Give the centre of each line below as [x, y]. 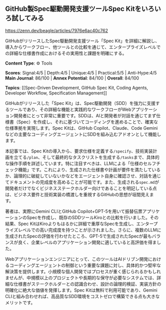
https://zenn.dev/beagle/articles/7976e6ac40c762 [56, 30]
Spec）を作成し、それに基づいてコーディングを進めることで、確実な [88, 122]
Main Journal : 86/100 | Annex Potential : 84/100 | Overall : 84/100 [72, 78]
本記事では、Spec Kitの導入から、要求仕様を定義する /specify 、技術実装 [79, 151]
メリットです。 [20, 303]
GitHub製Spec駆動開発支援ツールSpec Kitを [73, 9]
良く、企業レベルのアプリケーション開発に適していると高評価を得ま [87, 242]
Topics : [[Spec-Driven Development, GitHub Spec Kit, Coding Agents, [77, 87]
